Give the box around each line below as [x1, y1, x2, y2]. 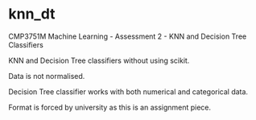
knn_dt [8, 5, 56, 23]
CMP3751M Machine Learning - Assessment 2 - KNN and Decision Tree [8, 31, 247, 41]
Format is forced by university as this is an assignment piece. [8, 102, 212, 112]
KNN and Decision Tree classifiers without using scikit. [8, 56, 190, 65]
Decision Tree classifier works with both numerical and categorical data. [8, 86, 248, 97]
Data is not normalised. [8, 71, 85, 81]
